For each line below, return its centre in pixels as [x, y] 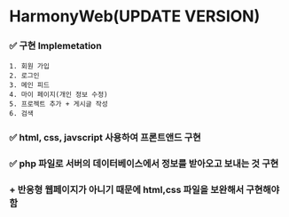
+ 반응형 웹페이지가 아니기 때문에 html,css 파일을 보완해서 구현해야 [144, 190]
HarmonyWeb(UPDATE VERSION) [135, 16]
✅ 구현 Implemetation [55, 46]
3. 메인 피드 [30, 85]
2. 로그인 [24, 76]
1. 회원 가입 [30, 67]
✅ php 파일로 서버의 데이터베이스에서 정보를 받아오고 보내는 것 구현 [144, 164]
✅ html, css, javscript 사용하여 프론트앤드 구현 [105, 138]
